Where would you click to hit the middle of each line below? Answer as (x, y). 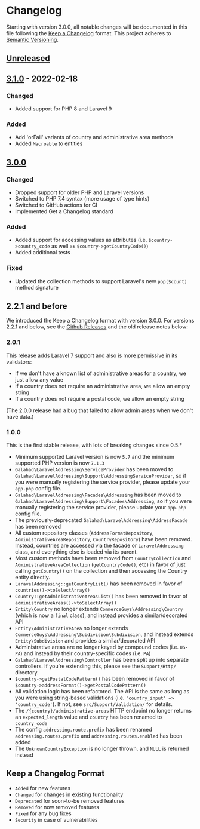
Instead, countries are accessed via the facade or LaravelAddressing (99, 545)
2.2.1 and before (37, 306)
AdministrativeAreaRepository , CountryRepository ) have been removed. (103, 539)
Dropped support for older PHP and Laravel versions (79, 192)
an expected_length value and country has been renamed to (88, 717)
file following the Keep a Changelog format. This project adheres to (89, 33)
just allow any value (39, 379)
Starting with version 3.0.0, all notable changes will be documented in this (97, 27)
